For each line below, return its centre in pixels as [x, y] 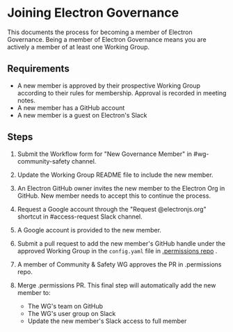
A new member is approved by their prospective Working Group [109, 86]
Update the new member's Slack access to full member [107, 321]
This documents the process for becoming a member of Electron [100, 32]
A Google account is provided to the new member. [89, 230]
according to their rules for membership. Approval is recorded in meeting [122, 93]
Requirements [38, 69]
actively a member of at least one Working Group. [78, 47]
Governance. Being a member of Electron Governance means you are [107, 39]
